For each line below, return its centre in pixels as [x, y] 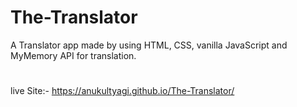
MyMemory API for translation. [73, 55]
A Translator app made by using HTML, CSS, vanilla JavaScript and [149, 45]
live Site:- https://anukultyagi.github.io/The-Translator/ [122, 91]
